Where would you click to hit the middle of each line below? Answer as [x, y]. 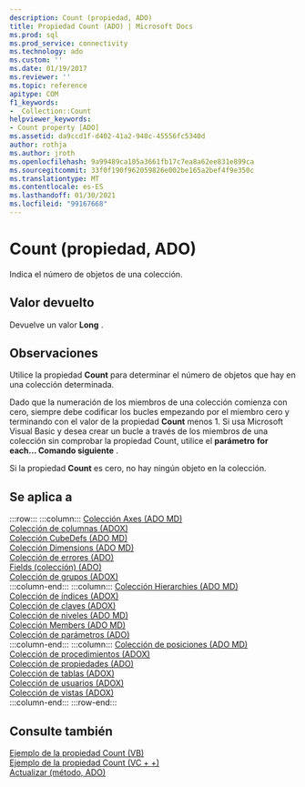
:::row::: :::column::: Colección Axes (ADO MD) [96, 519]
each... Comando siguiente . [64, 450]
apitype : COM [34, 94]
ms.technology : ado [46, 52]
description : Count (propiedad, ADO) [81, 18]
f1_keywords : [34, 102]
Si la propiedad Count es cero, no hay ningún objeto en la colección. [138, 469]
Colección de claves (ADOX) [63, 606]
